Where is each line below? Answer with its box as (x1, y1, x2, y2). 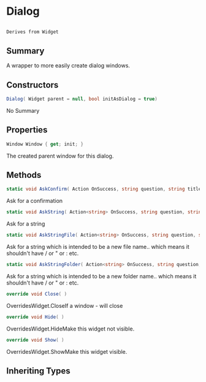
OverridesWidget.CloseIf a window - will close (6, 302, 123, 309)
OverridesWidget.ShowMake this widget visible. (6, 348, 128, 355)
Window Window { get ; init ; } (6, 141, 84, 147)
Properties (6, 124, 48, 136)
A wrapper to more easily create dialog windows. (6, 62, 131, 69)
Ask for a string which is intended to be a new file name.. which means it (6, 243, 190, 251)
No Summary (6, 107, 40, 114)
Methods (6, 170, 42, 180)
